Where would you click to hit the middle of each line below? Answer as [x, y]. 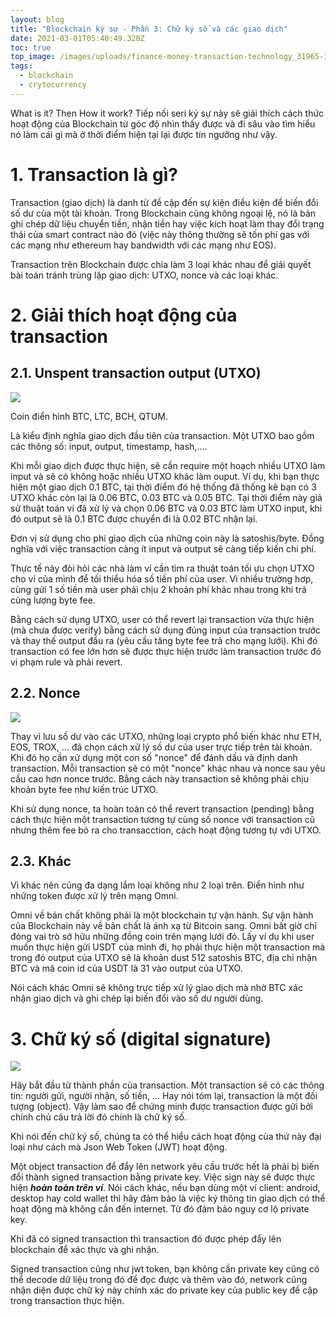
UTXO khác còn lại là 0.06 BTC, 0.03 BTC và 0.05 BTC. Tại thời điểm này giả [166, 497]
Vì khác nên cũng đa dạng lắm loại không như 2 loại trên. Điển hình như [157, 885]
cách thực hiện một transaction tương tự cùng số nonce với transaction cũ [163, 819]
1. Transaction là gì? [94, 174]
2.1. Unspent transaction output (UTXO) [136, 373]
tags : [21, 66]
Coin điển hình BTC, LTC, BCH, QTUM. [89, 416]
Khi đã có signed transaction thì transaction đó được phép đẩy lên [146, 1239]
